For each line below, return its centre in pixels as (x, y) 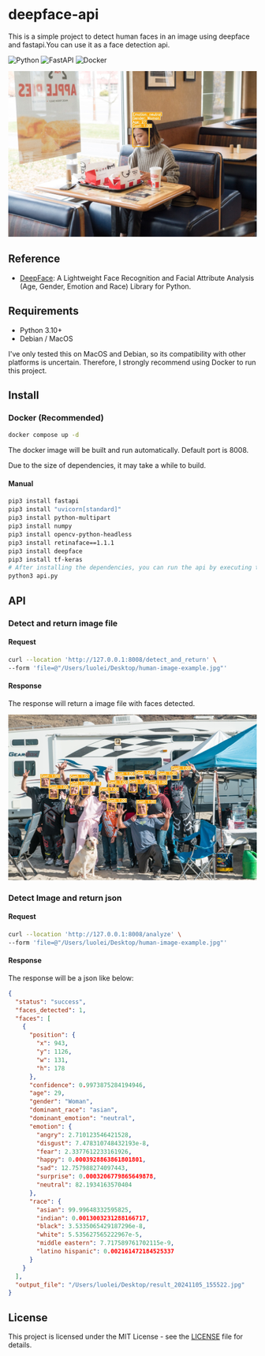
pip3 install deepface (45, 551)
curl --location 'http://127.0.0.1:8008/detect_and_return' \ (112, 659)
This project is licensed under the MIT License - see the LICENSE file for (125, 1337)
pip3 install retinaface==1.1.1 (61, 543)
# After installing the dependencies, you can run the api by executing (130, 568)
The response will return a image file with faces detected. (102, 703)
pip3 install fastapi (44, 501)
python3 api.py (33, 576)
